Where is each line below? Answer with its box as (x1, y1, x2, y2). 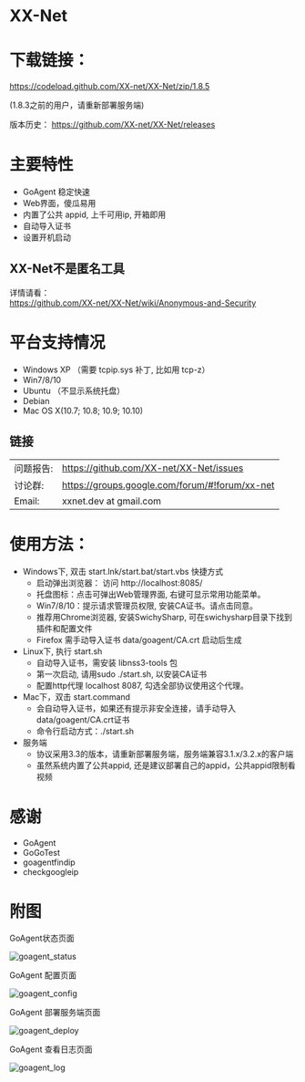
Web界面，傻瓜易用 (22, 198, 97, 209)
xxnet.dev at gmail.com (62, 494, 162, 507)
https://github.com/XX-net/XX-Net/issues (62, 462, 244, 474)
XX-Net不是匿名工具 (9, 261, 126, 276)
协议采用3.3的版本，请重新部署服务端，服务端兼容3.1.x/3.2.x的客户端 (36, 748, 294, 759)
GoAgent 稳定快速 (22, 186, 91, 197)
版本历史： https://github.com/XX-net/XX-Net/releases (9, 120, 216, 130)
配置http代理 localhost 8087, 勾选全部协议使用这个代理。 (36, 680, 249, 691)
